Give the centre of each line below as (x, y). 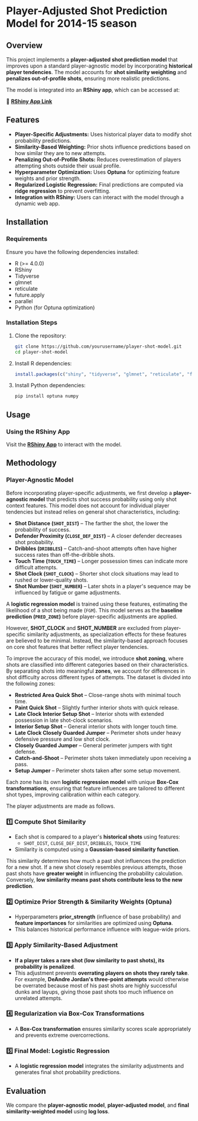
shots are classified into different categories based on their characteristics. (98, 664)
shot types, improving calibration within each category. (73, 794)
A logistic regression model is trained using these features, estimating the (97, 604)
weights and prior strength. (48, 178)
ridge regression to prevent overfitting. (62, 191)
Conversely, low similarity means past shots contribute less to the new (94, 879)
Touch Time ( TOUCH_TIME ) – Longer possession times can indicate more (101, 561)
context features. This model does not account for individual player (88, 505)
